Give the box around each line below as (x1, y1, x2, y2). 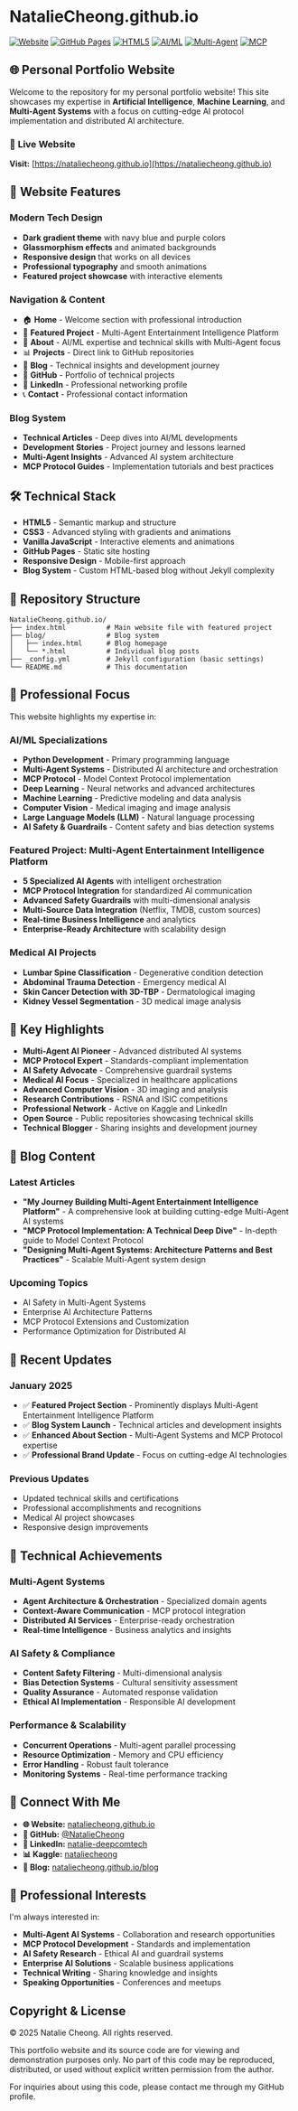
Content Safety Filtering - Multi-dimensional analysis (22, 1667, 223, 1678)
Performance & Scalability (9, 1719, 126, 1731)
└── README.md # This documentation (9, 662, 188, 671)
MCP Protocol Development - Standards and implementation (22, 1938, 251, 1949)
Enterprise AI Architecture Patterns (22, 1307, 153, 1318)
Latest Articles (9, 1176, 75, 1188)
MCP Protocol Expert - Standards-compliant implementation (22, 1055, 249, 1066)
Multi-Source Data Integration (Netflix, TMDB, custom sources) (22, 905, 262, 915)
